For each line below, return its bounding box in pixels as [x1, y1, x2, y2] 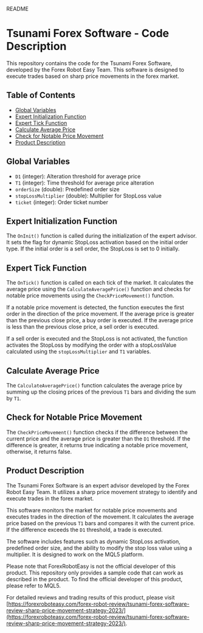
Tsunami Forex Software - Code [6, 27, 170, 40]
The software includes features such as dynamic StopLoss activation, [6, 537, 181, 545]
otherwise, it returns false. [6, 448, 72, 455]
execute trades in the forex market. [6, 495, 94, 502]
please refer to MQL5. [6, 582, 61, 589]
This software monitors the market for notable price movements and [6, 506, 177, 514]
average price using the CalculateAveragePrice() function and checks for [6, 286, 191, 293]
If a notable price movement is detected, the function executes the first [6, 304, 184, 311]
